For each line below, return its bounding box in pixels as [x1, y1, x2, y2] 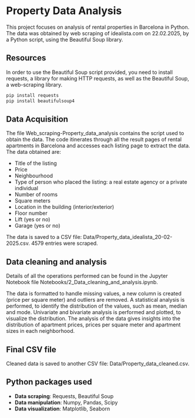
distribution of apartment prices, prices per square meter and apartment [6, 321, 181, 328]
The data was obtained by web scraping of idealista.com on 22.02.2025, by [6, 29, 189, 36]
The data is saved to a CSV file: [6, 234, 82, 241]
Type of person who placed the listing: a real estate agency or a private [14, 178, 187, 186]
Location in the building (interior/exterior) [14, 204, 115, 211]
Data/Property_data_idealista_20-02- [83, 234, 173, 241]
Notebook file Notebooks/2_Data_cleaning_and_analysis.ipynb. [6, 279, 159, 286]
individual [14, 185, 38, 192]
